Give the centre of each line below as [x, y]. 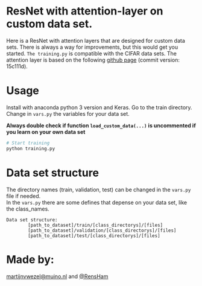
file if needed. [24, 196]
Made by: [30, 259]
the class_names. [28, 209]
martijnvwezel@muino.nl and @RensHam [57, 276]
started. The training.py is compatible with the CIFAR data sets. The [91, 53]
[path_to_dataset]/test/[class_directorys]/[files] [94, 236]
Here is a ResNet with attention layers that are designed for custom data [96, 40]
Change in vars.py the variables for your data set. [68, 113]
